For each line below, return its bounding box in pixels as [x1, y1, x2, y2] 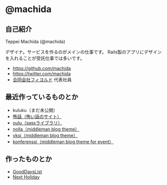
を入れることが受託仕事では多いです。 [5, 55, 85, 61]
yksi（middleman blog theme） [12, 132, 78, 138]
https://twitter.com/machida [12, 71, 71, 77]
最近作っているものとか [5, 93, 78, 101]
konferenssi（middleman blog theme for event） [12, 139, 114, 145]
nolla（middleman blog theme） [12, 126, 80, 132]
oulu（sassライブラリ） [12, 119, 63, 126]
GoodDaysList [12, 168, 42, 174]
